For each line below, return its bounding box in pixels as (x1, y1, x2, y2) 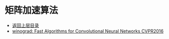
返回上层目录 (12, 22, 39, 28)
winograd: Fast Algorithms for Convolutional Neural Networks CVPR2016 (12, 28, 164, 34)
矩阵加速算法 (5, 5, 59, 16)
